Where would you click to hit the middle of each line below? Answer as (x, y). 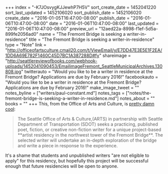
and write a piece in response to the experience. (68, 146)
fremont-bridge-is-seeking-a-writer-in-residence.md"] (62, 98)
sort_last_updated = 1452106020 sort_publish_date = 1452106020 (73, 13)
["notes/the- (139, 93)
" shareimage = (115, 55)
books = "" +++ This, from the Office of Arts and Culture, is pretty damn (80, 104)
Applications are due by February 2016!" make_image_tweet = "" (72, 88)
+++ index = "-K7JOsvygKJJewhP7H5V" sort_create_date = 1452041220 (81, 7)
